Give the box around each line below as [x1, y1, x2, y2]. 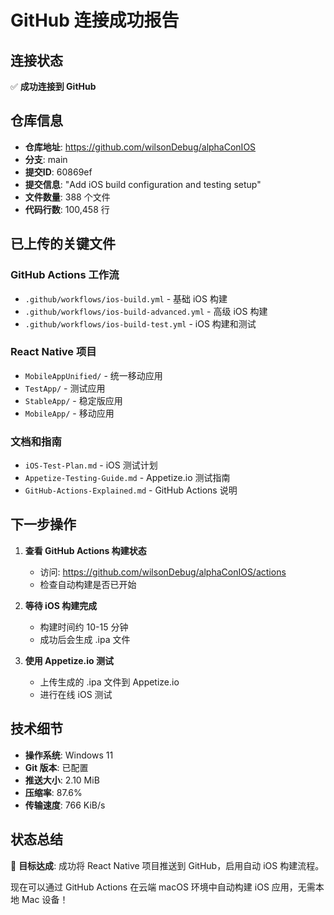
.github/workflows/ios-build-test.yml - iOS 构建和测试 [24, 317, 257, 330]
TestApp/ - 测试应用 [24, 382, 106, 394]
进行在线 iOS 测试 [39, 688, 113, 700]
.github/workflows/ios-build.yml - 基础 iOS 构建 [24, 292, 228, 305]
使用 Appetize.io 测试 [24, 654, 114, 666]
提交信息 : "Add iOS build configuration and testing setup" [24, 178, 262, 190]
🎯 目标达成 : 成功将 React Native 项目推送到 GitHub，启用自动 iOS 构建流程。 [10, 859, 325, 871]
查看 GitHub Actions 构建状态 [24, 544, 147, 556]
